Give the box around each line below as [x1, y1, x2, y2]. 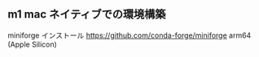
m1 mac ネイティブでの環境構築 [7, 7, 166, 22]
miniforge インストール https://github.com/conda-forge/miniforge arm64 [7, 31, 252, 40]
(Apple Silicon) [7, 39, 58, 49]
